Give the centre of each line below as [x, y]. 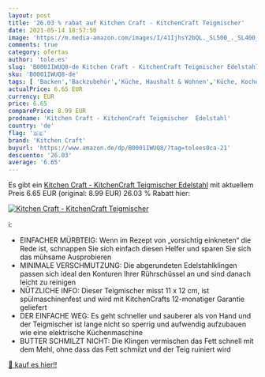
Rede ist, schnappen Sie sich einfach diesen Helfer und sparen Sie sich [135, 249]
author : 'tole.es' [38, 60]
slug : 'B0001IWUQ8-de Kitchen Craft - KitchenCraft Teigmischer [116, 67]
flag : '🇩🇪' [28, 133]
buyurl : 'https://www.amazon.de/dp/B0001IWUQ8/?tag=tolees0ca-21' [119, 148]
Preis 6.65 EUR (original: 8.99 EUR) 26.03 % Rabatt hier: [99, 194]
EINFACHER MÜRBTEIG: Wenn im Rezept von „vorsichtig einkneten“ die [135, 240]
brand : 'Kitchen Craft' [47, 140]
